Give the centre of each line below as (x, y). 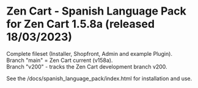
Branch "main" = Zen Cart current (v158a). (60, 60)
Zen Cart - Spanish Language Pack (96, 11)
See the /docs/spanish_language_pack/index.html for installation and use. (99, 78)
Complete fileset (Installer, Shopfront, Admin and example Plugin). (90, 53)
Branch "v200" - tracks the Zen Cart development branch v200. (87, 66)
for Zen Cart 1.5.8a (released (80, 24)
